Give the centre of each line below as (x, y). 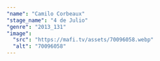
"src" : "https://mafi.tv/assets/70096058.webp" (83, 40)
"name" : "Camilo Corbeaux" (46, 14)
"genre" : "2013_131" (37, 27)
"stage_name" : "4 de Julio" (48, 20)
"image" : (19, 33)
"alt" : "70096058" (40, 46)
